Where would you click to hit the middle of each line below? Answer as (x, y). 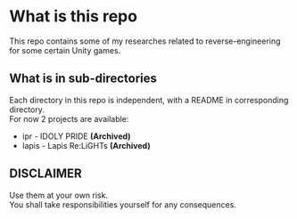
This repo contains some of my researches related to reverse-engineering (145, 41)
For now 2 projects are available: (69, 118)
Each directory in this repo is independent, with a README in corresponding (149, 100)
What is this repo (74, 16)
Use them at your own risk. (59, 195)
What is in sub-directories (83, 79)
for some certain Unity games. (65, 50)
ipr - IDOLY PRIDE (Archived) (76, 136)
